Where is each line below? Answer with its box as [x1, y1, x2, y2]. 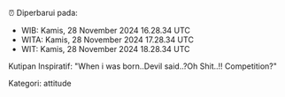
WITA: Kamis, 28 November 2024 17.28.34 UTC [20, 34, 194, 45]
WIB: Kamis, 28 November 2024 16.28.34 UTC [20, 26, 191, 35]
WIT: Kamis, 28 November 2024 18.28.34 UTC [20, 44, 191, 54]
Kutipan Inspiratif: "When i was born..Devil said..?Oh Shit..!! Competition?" [8, 61, 278, 71]
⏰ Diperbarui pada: [8, 8, 79, 18]
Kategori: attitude [8, 78, 72, 88]
